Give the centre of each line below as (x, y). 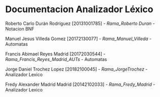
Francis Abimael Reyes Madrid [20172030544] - (55, 54)
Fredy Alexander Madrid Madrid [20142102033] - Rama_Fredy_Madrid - (80, 84)
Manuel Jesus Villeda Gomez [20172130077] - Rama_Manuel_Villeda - (78, 39)
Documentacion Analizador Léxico (79, 9)
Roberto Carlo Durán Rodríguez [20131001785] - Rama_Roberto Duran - (80, 23)
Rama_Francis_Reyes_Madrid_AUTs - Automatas (56, 59)
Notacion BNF (20, 28)
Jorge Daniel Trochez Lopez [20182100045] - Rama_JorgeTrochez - (76, 69)
